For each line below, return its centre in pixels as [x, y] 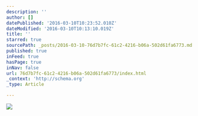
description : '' [26, 12]
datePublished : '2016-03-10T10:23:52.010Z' [62, 23]
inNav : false [23, 68]
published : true [26, 51]
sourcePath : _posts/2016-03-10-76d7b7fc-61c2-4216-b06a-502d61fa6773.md [99, 46]
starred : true [24, 40]
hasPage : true [24, 62]
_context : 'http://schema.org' [45, 79]
